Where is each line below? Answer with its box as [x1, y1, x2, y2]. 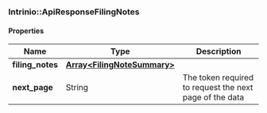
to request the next [182, 82, 253, 93]
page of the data [182, 92, 245, 103]
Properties [8, 26, 44, 36]
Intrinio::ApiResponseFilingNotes [8, 6, 141, 17]
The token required [182, 72, 254, 83]
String [65, 82, 89, 93]
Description [195, 46, 242, 57]
